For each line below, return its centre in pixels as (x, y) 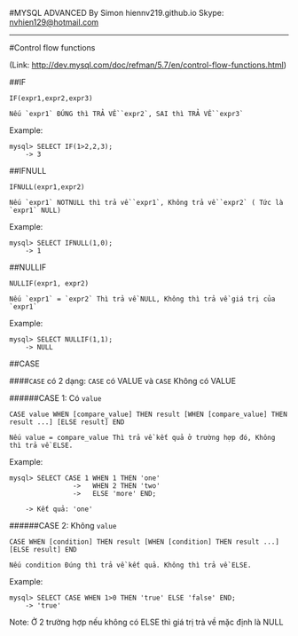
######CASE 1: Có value (55, 398)
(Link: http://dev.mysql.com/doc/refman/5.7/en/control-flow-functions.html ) (148, 65)
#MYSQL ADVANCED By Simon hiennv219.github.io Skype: (117, 13)
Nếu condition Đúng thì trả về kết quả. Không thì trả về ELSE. (130, 565)
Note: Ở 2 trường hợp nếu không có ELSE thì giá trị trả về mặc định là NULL (146, 622)
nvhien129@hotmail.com (54, 22)
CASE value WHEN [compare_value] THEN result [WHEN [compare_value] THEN (149, 414)
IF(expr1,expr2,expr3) (51, 98)
